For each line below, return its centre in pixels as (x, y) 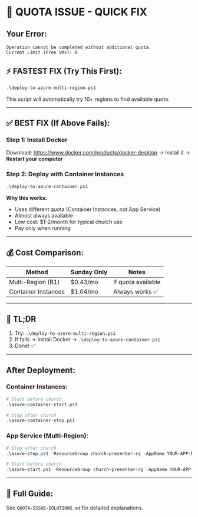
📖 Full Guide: (30, 494)
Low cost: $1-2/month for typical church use (68, 222)
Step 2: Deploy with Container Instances (65, 174)
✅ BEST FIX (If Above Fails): (58, 123)
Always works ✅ (136, 292)
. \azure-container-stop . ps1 (41, 421)
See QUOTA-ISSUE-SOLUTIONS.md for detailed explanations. (75, 508)
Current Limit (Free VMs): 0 (42, 52)
